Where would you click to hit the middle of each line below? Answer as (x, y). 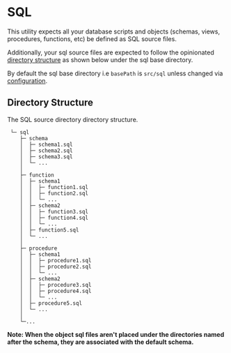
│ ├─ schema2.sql (46, 151)
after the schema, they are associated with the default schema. (101, 342)
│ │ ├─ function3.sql (54, 211)
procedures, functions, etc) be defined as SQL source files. (92, 38)
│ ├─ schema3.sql (46, 157)
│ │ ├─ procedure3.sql (56, 285)
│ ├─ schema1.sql (46, 144)
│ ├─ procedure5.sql (51, 303)
